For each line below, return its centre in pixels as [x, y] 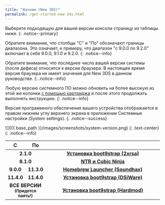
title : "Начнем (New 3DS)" [33, 10]
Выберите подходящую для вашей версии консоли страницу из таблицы [82, 28]
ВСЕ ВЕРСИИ [26, 185]
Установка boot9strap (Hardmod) [103, 190]
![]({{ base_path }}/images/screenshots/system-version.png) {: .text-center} [82, 128]
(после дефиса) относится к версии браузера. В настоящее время [75, 68]
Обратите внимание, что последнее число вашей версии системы [75, 63]
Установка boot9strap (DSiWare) [103, 177]
